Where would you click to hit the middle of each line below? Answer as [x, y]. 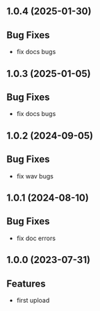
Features [26, 284]
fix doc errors [36, 238]
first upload [33, 301]
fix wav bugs [35, 176]
